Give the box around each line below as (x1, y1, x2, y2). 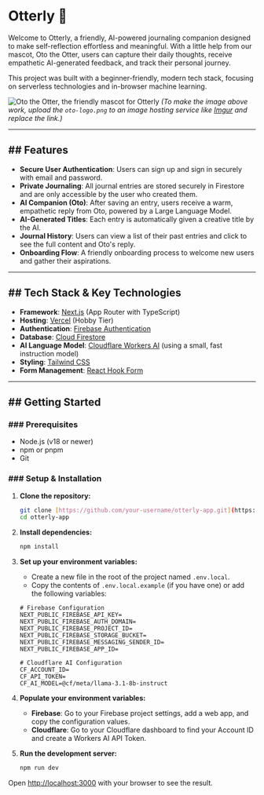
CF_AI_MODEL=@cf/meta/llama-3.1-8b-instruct (19, 680, 168, 687)
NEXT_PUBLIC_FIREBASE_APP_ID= (19, 645, 119, 654)
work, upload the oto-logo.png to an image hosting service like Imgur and (8, 105, 247, 115)
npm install (19, 543, 59, 551)
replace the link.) (8, 113, 63, 122)
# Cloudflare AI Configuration (19, 659, 123, 667)
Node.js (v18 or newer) (19, 437, 94, 447)
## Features (8, 144, 68, 157)
